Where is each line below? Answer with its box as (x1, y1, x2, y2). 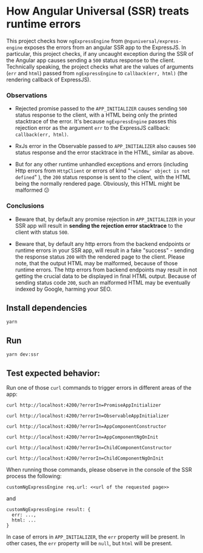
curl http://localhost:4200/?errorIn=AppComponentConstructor (6, 423, 167, 429)
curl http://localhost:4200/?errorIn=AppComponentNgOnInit (6, 434, 159, 440)
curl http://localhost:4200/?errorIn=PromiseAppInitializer (6, 402, 162, 408)
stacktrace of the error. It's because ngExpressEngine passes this (15, 118, 177, 125)
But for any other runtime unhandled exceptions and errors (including (15, 161, 188, 168)
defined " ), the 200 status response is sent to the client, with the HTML (15, 174, 191, 181)
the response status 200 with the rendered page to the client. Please (15, 253, 185, 260)
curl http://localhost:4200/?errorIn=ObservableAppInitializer (6, 413, 170, 419)
